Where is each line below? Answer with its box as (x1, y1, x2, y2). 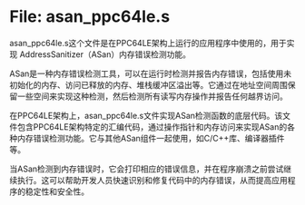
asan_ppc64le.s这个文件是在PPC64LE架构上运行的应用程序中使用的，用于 (9, 37, 288, 48)
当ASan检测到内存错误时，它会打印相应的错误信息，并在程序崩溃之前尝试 (9, 163, 284, 174)
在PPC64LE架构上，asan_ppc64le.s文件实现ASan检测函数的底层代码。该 (9, 110, 283, 121)
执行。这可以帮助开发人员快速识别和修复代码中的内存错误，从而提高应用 (16, 174, 288, 185)
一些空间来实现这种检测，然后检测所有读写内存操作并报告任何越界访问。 (16, 91, 288, 102)
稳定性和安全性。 (25, 186, 89, 197)
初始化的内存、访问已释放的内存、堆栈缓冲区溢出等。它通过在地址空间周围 (9, 79, 288, 90)
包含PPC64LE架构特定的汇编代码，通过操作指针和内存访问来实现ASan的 (16, 121, 288, 132)
